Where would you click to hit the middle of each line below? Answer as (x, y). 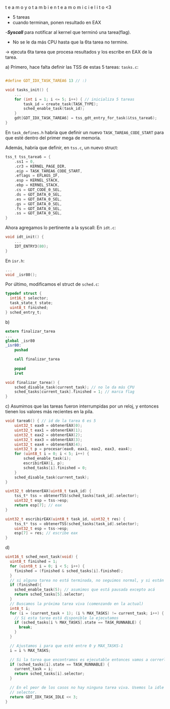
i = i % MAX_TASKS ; (30, 650)
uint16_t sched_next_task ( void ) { (42, 557)
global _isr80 (20, 341)
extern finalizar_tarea (30, 331)
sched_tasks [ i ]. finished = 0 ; (55, 468)
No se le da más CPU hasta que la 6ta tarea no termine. (70, 42)
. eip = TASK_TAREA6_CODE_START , (48, 171)
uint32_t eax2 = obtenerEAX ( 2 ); (48, 435)
